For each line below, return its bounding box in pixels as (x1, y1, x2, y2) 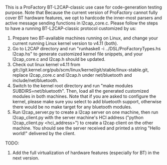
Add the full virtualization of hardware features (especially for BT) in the (12, 150, 160, 156)
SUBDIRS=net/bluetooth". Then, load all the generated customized (12, 88, 149, 94)
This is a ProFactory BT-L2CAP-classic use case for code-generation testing (5, 4, 162, 10)
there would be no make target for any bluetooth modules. (12, 104, 132, 110)
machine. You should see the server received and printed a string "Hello (12, 125, 161, 131)
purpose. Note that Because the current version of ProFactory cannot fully (5, 9, 158, 15)
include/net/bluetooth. (12, 77, 58, 83)
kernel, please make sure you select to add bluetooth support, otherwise (12, 99, 162, 104)
